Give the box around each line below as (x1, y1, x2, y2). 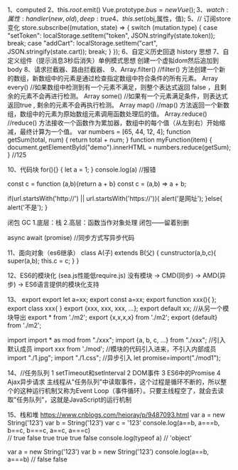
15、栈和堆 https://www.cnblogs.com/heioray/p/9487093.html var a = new (7, 411, 225, 419)
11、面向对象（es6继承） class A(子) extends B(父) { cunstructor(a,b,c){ (7, 249, 217, 257)
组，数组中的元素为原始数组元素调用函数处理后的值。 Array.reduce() (7, 110, 207, 118)
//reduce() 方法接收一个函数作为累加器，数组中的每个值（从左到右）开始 (7, 119, 220, 127)
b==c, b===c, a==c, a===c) (7, 426, 91, 434)
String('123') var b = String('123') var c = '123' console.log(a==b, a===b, (7, 419, 220, 427)
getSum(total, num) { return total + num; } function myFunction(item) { (7, 135, 212, 144)
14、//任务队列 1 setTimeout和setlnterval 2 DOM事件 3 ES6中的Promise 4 (7, 369, 222, 377)
